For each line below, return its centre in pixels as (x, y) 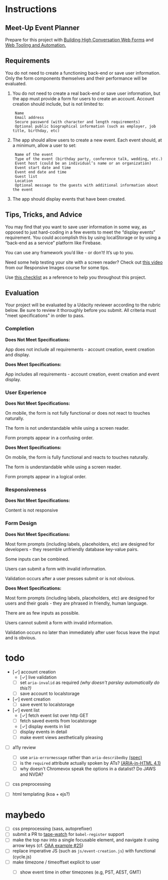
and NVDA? (32, 774)
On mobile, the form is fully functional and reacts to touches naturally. (77, 457)
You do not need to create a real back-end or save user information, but (86, 93)
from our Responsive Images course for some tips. (57, 267)
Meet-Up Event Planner (42, 28)
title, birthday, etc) (36, 131)
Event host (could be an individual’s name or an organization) (83, 163)
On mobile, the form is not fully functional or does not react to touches (78, 413)
